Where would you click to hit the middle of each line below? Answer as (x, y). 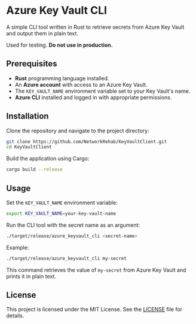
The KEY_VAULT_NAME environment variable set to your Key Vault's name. (102, 91)
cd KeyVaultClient (29, 147)
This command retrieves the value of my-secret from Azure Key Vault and (96, 270)
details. (15, 316)
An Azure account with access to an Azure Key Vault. (81, 84)
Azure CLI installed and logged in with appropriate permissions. (93, 97)
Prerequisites (32, 64)
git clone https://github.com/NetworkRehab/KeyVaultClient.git (87, 141)
